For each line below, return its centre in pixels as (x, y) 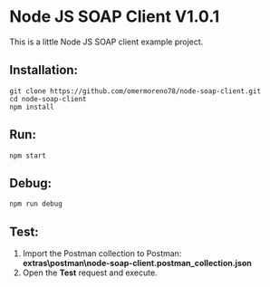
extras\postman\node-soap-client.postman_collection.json (137, 263)
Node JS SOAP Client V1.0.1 (115, 17)
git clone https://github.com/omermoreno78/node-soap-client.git (135, 91)
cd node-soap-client (48, 99)
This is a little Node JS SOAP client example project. (106, 42)
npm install (32, 107)
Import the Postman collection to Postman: (102, 254)
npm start (28, 156)
